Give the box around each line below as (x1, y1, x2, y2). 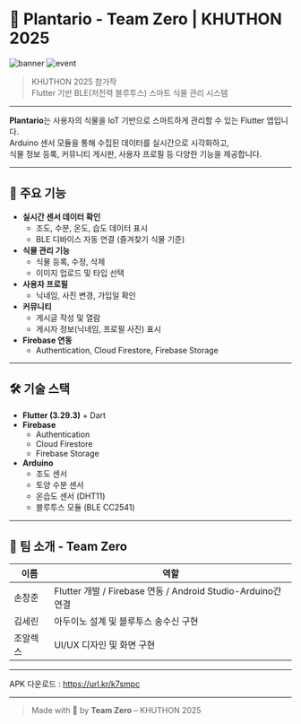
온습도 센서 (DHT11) (35, 490, 106, 502)
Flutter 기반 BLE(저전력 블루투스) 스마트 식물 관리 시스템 (30, 87, 228, 98)
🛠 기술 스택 (9, 381, 70, 397)
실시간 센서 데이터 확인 (21, 211, 101, 222)
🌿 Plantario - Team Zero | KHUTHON (9, 9, 282, 30)
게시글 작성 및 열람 (35, 312, 101, 323)
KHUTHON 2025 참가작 (30, 76, 117, 87)
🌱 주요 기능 (9, 186, 67, 201)
